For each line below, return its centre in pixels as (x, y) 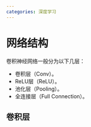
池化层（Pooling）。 (39, 89)
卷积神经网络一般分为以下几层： (45, 61)
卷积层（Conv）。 (36, 74)
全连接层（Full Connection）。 (51, 96)
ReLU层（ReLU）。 (37, 81)
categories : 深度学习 (31, 12)
